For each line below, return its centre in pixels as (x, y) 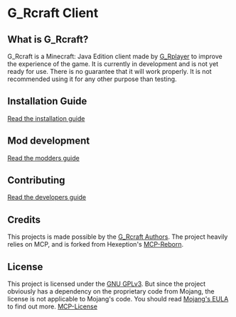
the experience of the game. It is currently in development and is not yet (113, 64)
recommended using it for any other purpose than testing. (92, 79)
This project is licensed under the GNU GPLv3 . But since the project (107, 284)
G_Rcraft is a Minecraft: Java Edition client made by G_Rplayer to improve (115, 56)
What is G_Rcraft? (48, 39)
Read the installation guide (46, 118)
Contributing (36, 180)
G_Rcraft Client (53, 13)
